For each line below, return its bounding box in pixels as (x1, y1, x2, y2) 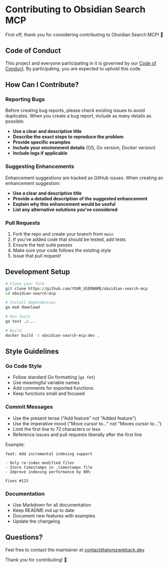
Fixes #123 (5, 478, 29, 483)
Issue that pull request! (12, 253, 61, 259)
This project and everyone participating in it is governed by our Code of (5, 60, 156, 66)
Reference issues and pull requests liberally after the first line (12, 431, 142, 438)
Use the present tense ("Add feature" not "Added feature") (12, 415, 137, 421)
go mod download (5, 305, 40, 310)
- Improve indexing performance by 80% (5, 469, 91, 475)
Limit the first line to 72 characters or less (12, 426, 101, 432)
